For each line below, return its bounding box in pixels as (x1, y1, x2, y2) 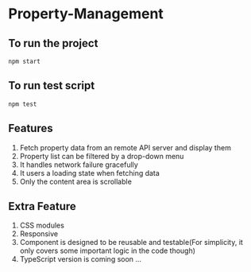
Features (8, 122, 53, 135)
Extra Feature (8, 200, 77, 213)
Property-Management (8, 5, 164, 23)
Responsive (19, 229, 58, 239)
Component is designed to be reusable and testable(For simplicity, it (19, 238, 244, 247)
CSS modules (19, 220, 65, 231)
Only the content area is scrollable (19, 177, 133, 186)
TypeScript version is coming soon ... (19, 255, 141, 264)
